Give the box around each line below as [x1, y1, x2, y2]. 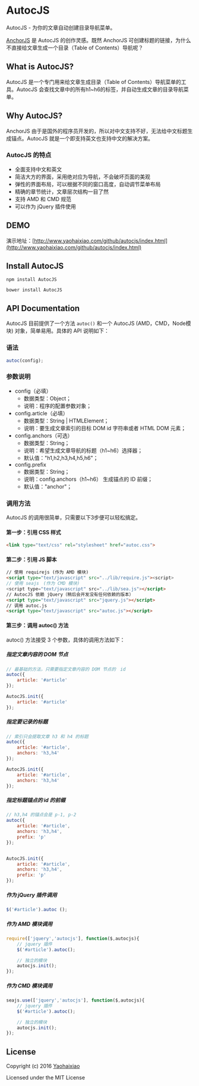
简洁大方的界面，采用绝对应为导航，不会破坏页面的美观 [14, 173, 150, 180]
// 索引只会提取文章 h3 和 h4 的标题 [6, 733, 89, 740]
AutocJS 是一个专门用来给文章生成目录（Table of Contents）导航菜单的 [6, 78, 181, 85]
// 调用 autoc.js [6, 602, 48, 609]
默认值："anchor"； [23, 483, 72, 490]
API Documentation [6, 303, 80, 313]
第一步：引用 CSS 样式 [6, 528, 61, 536]
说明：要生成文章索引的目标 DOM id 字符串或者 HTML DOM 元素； [23, 424, 187, 431]
